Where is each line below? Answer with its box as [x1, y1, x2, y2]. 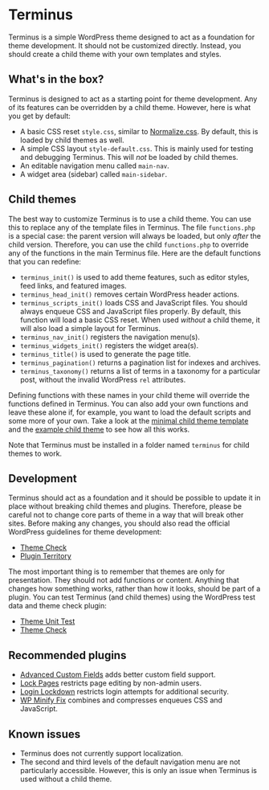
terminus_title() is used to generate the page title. [19, 349, 191, 358]
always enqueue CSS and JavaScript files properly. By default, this [19, 306, 242, 316]
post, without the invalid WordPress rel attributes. [19, 375, 186, 384]
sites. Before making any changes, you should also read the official [8, 518, 230, 528]
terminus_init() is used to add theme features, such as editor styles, [19, 272, 251, 282]
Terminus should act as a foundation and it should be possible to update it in [8, 493, 261, 503]
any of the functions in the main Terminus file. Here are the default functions [8, 248, 261, 258]
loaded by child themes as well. [19, 135, 124, 145]
